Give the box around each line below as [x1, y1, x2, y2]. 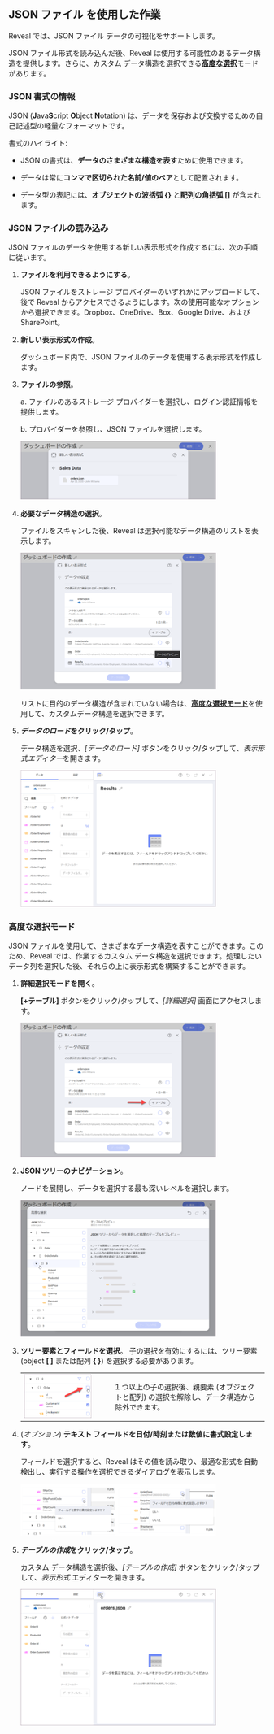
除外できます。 [115, 1402, 165, 1412]
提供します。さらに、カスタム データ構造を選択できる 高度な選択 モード [22, 58, 259, 67]
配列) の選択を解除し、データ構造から [128, 1393, 255, 1402]
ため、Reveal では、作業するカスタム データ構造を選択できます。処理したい [8, 951, 263, 961]
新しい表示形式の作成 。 [20, 335, 99, 345]
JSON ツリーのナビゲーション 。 [20, 1166, 128, 1176]
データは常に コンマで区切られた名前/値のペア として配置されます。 [20, 173, 244, 183]
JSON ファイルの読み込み [8, 223, 109, 234]
